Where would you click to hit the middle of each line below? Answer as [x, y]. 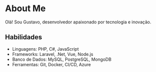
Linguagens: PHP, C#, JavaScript [45, 49]
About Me [25, 9]
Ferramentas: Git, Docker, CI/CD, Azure [51, 64]
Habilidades [24, 37]
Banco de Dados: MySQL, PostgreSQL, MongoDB [62, 59]
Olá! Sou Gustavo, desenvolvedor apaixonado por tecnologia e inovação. [78, 22]
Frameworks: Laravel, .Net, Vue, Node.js [53, 54]
